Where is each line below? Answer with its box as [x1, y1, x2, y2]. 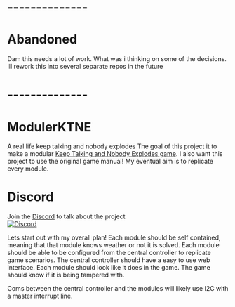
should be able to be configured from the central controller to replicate [7, 249, 212, 257]
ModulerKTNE [7, 119, 92, 135]
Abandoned [7, 32, 78, 48]
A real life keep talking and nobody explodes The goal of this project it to [7, 142, 217, 150]
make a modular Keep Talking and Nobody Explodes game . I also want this [7, 150, 223, 158]
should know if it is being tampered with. [7, 270, 125, 280]
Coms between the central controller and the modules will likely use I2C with [7, 285, 229, 293]
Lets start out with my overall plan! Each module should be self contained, [7, 233, 221, 242]
